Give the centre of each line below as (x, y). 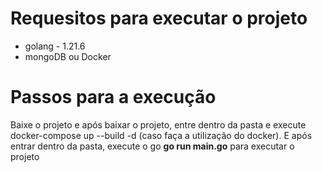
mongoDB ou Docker (68, 56)
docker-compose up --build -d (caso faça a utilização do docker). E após (161, 135)
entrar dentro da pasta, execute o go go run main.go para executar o (152, 146)
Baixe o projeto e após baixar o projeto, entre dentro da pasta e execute (158, 124)
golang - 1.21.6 (55, 46)
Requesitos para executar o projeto (159, 18)
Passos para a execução (113, 97)
